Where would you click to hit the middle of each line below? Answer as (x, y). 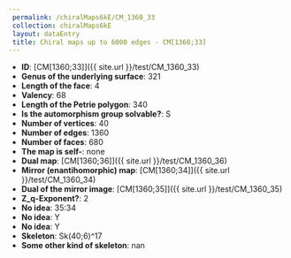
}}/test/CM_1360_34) (58, 180)
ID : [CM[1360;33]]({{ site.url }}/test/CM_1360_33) (110, 67)
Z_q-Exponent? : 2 (55, 199)
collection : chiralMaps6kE (62, 26)
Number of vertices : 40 (65, 124)
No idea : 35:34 (49, 208)
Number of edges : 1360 (65, 133)
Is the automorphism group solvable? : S (96, 114)
